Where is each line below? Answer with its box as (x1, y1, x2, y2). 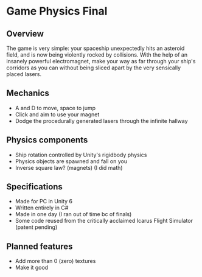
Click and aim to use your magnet (15, 111, 100, 118)
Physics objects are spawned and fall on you (15, 157, 128, 165)
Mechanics (6, 88, 50, 99)
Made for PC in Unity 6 (15, 198, 73, 205)
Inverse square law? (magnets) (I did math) (15, 164, 123, 171)
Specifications (6, 181, 63, 192)
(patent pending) (15, 223, 58, 231)
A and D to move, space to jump (15, 104, 96, 111)
